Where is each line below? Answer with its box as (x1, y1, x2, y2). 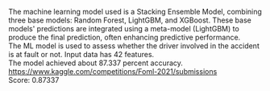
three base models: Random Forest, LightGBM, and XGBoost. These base (8, 15, 251, 25)
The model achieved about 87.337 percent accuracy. (8, 58, 184, 68)
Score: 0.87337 (8, 76, 60, 85)
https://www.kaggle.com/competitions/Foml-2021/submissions (8, 67, 218, 76)
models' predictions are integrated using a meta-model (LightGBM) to (8, 24, 239, 33)
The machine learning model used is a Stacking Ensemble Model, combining (8, 7, 262, 16)
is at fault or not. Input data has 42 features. (8, 50, 155, 59)
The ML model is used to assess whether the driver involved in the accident (8, 41, 260, 51)
